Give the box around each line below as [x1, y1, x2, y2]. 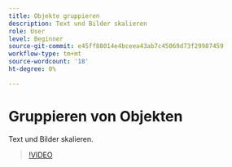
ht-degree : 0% [8, 65, 57, 73]
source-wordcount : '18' [8, 58, 90, 66]
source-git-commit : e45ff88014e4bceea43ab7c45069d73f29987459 [8, 42, 224, 51]
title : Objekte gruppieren [8, 11, 100, 20]
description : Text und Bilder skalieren [8, 20, 148, 28]
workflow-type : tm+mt [8, 50, 82, 58]
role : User [8, 27, 46, 35]
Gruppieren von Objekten [8, 107, 183, 125]
